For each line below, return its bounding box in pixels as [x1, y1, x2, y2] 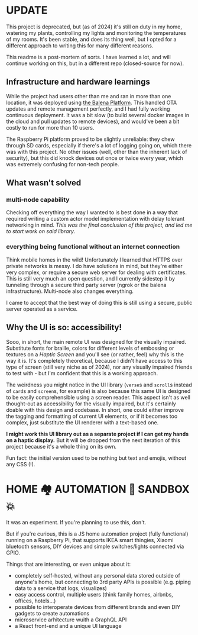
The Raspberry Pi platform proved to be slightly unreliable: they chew [6, 136, 175, 143]
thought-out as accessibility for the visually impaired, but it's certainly [6, 400, 176, 407]
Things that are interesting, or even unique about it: [6, 560, 131, 568]
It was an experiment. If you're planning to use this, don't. [6, 519, 147, 526]
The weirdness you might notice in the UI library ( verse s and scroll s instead [6, 381, 192, 388]
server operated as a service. [6, 305, 78, 312]
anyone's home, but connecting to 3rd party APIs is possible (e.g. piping [14, 578, 191, 586]
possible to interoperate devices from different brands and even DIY [14, 604, 181, 611]
